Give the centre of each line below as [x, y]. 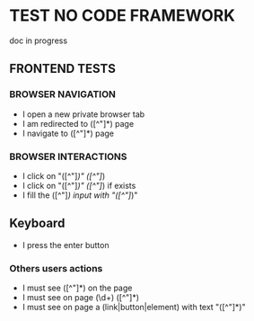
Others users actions [56, 268]
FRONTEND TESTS [63, 69]
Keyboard [37, 223]
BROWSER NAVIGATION [63, 94]
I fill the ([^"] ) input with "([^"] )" [80, 195]
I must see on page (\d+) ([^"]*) [81, 298]
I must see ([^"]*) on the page [77, 288]
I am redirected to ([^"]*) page [78, 123]
